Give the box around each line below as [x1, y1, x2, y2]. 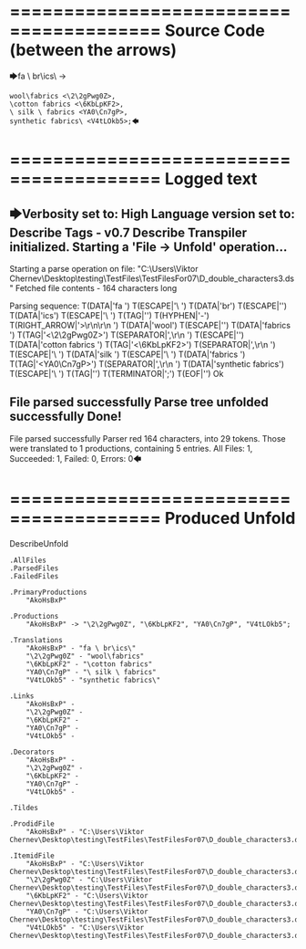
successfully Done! [9, 409, 122, 424]
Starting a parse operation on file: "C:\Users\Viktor [9, 263, 199, 274]
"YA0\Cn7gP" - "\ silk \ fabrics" [25, 667, 157, 676]
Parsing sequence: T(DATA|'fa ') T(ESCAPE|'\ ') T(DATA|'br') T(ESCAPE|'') [9, 300, 288, 311]
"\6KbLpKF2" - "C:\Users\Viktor [25, 891, 148, 900]
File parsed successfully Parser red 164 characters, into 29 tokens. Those [9, 433, 287, 443]
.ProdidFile [9, 819, 55, 829]
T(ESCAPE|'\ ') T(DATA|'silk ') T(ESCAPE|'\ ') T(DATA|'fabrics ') [9, 349, 246, 360]
